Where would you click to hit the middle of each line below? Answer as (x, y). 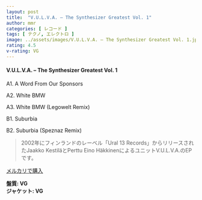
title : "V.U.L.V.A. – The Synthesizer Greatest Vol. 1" (79, 17)
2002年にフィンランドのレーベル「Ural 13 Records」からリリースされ (107, 143)
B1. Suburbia (22, 119)
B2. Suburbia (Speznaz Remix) (44, 130)
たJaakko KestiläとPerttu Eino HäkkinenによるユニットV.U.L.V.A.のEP (106, 150)
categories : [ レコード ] (37, 29)
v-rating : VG (23, 51)
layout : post (23, 12)
